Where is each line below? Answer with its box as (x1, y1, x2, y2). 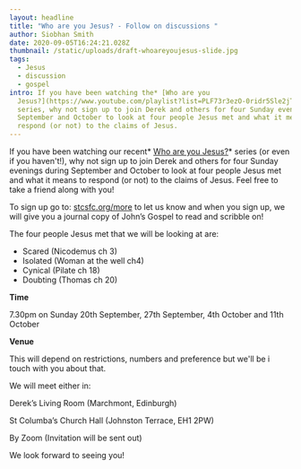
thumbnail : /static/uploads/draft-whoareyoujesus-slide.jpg (9, 47, 239, 56)
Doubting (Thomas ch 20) (21, 274, 118, 285)
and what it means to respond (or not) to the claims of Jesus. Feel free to (9, 175, 279, 185)
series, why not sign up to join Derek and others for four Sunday (17, 105, 275, 114)
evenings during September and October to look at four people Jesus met (9, 165, 282, 176)
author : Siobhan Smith (9, 30, 94, 39)
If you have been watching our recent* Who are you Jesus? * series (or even (9, 146, 290, 157)
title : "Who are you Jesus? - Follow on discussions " (9, 22, 219, 30)
